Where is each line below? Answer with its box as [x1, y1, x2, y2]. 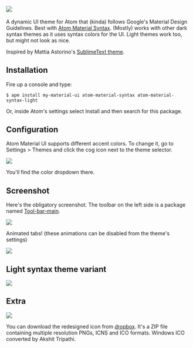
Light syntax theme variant [6, 264, 107, 274]
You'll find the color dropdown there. [6, 168, 95, 176]
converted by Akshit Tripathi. [6, 335, 76, 342]
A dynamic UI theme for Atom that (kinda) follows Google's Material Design [6, 18, 188, 25]
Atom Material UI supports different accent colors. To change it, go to [6, 140, 174, 147]
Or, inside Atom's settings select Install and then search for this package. [6, 107, 183, 114]
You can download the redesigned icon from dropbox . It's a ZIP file [6, 323, 168, 330]
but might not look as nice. [6, 36, 70, 44]
